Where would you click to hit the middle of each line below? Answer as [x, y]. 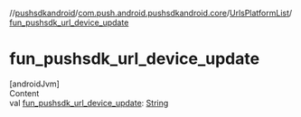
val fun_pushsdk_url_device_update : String [89, 103]
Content [24, 93]
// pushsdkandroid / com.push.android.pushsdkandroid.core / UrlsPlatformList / [151, 13]
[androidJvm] [35, 84]
